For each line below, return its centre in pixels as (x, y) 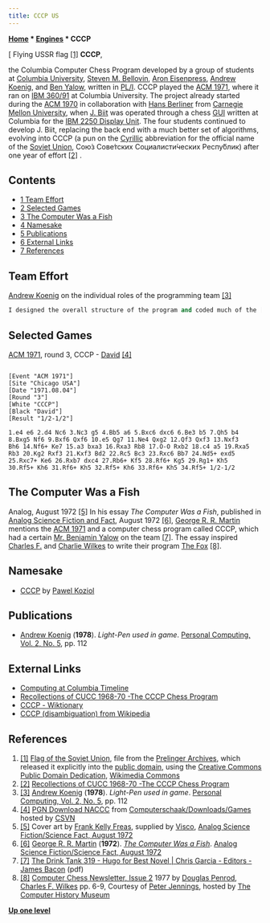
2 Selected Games (51, 208)
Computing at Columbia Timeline (74, 688)
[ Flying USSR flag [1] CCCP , (55, 54)
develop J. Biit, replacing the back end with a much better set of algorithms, (134, 129)
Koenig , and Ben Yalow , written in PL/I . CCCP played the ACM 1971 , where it (134, 87)
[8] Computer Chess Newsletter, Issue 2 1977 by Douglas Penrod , (128, 878)
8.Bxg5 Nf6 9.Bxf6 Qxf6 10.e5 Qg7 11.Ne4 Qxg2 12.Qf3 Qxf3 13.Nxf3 (124, 439)
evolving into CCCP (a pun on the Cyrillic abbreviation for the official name (131, 138)
